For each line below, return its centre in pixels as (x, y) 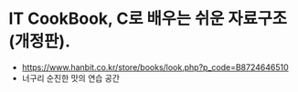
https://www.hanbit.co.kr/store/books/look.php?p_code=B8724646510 (155, 67)
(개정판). (39, 41)
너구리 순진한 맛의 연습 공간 (71, 77)
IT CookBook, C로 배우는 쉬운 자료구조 (148, 19)
